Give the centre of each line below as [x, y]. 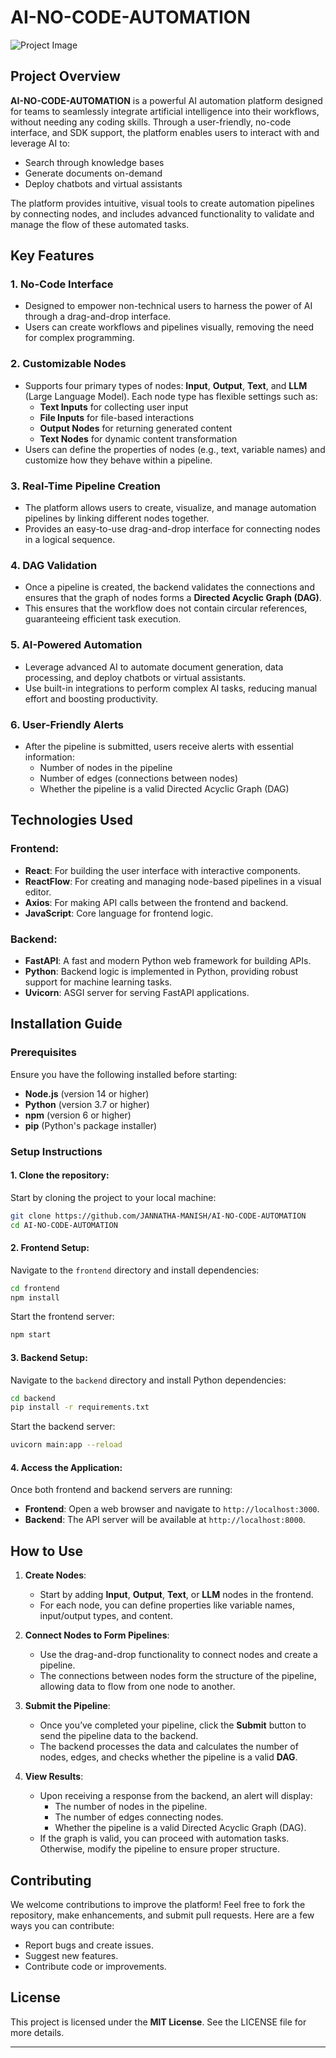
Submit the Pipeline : [67, 1706]
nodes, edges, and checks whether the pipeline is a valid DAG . [168, 1757]
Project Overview [65, 76]
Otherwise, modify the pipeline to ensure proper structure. [160, 1849]
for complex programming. [79, 338]
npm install [35, 1297]
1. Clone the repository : [60, 1175]
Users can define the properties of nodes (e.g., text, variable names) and [175, 449]
